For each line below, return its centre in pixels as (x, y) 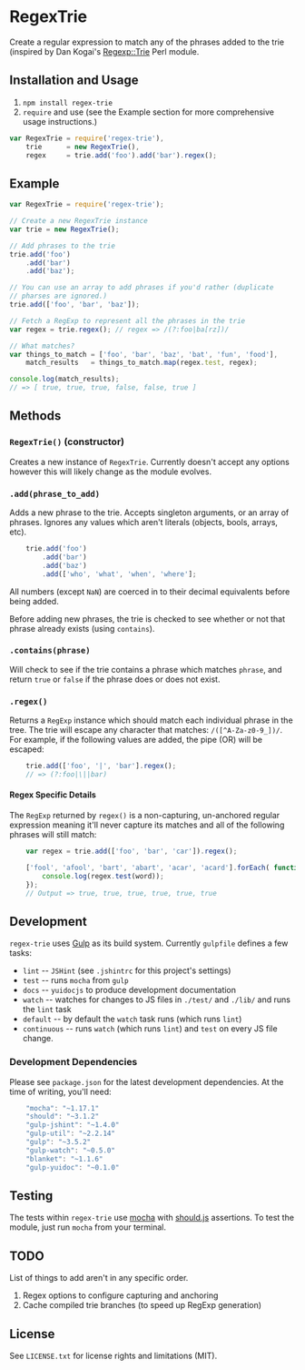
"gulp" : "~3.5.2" (59, 1142)
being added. (34, 601)
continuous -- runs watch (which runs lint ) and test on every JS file (150, 1029)
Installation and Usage (74, 81)
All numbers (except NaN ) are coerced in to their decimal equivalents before (150, 591)
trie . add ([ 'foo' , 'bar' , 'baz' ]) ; (75, 305)
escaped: (27, 749)
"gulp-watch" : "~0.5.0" (71, 1150)
